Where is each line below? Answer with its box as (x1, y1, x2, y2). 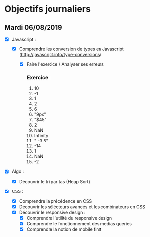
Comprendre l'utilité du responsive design (26, 215, 112, 221)
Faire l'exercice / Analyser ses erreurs (26, 61, 104, 67)
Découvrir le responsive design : (19, 209, 86, 215)
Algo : (11, 168, 24, 174)
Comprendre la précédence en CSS (19, 198, 92, 204)
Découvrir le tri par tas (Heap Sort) (19, 178, 90, 184)
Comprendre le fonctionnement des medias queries (26, 220, 132, 226)
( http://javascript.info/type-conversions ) (19, 52, 102, 58)
